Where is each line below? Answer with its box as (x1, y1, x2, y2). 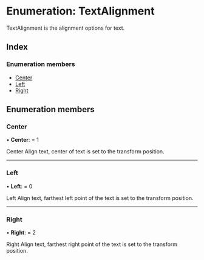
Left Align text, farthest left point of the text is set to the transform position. (6, 194, 194, 201)
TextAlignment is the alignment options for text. (6, 24, 125, 32)
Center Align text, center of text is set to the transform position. (6, 148, 165, 155)
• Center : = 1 (6, 136, 39, 144)
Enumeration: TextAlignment (6, 4, 155, 18)
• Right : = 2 (6, 228, 36, 236)
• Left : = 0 (6, 182, 33, 190)
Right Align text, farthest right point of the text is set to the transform (6, 241, 178, 248)
